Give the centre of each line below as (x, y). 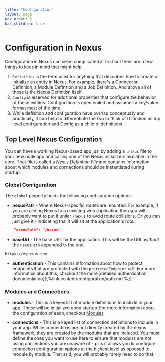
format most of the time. (37, 108)
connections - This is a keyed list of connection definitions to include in (85, 322)
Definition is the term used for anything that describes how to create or (85, 77)
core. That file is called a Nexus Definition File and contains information (77, 162)
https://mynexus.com (26, 254)
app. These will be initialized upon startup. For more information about (83, 308)
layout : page (18, 14)
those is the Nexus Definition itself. (48, 92)
